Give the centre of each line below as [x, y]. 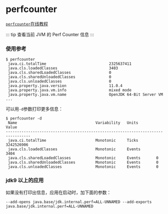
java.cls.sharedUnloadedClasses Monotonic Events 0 [83, 163]
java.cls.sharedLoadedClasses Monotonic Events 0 [83, 158]
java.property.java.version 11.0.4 [65, 86]
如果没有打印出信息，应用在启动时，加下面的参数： [58, 192]
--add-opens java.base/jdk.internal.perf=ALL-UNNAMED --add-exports [79, 202]
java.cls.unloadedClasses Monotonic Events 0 [83, 167]
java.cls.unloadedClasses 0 [60, 81]
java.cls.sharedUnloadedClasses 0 [60, 77]
